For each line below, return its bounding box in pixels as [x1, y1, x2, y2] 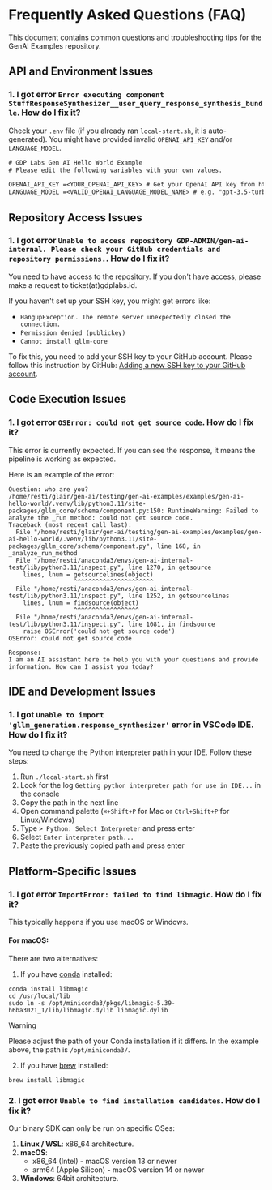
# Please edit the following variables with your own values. [8, 166, 223, 174]
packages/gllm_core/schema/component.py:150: [8, 507, 164, 515]
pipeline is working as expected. [8, 454, 117, 464]
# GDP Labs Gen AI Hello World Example [8, 158, 143, 167]
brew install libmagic [8, 1077, 85, 1085]
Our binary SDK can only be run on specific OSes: [8, 1124, 176, 1133]
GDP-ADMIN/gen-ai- [176, 237, 249, 246]
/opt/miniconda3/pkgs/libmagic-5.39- [48, 1000, 176, 1008]
